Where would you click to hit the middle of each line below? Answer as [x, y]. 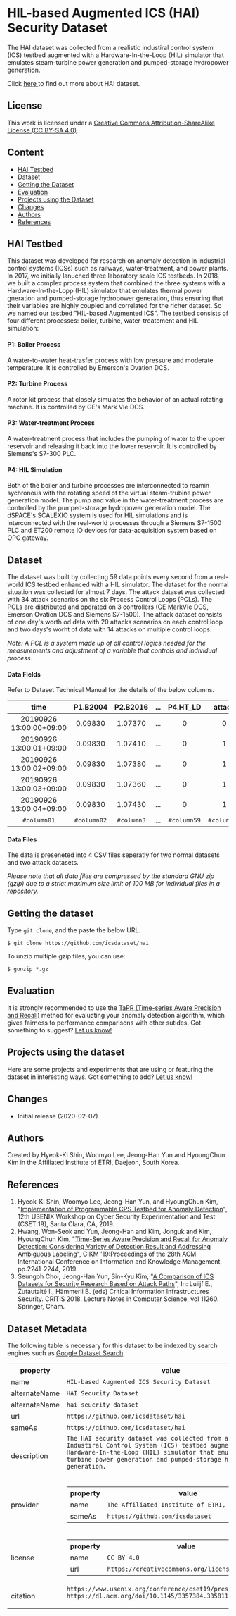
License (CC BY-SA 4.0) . [43, 130]
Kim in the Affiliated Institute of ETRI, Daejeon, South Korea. [94, 1162]
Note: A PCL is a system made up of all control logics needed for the [106, 643]
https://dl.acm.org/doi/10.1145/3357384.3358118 [149, 1596]
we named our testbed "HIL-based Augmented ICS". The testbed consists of [118, 313]
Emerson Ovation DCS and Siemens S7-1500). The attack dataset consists [115, 614]
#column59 [185, 820]
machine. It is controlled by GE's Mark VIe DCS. [76, 407]
